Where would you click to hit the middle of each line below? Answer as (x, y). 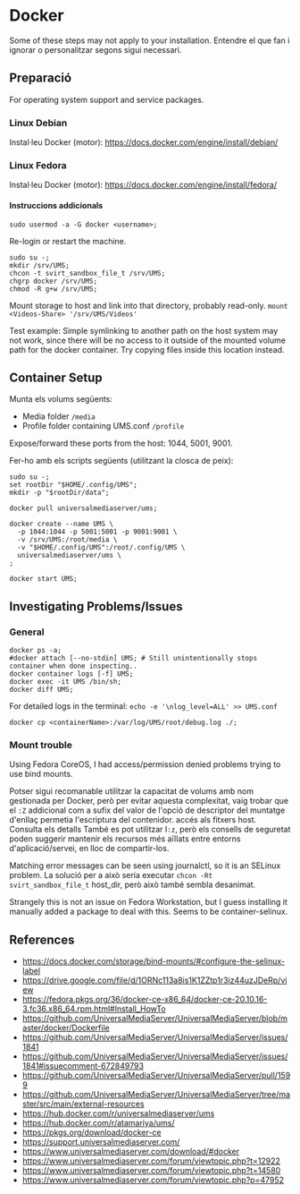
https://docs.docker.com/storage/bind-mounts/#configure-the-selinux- (154, 961)
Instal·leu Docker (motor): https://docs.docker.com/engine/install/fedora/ (143, 185)
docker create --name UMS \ (62, 525)
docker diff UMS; (42, 690)
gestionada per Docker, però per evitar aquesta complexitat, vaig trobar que (149, 801)
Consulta (26, 830)
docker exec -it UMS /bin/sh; (66, 682)
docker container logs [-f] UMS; (71, 674)
